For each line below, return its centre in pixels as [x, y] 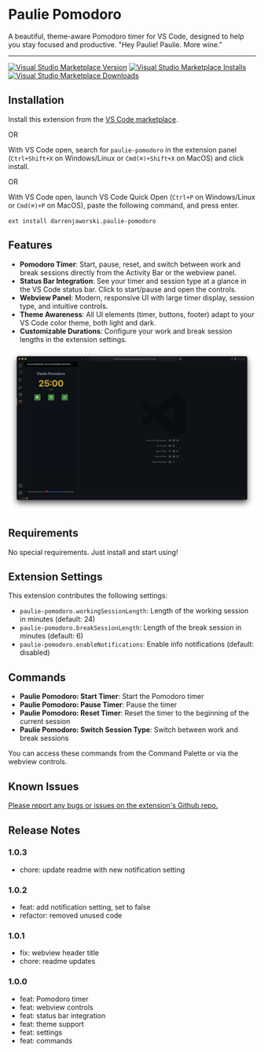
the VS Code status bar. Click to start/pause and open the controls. [128, 289]
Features [30, 245]
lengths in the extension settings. [73, 339]
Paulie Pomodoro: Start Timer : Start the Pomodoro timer [112, 697]
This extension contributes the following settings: [88, 596]
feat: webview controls [56, 1007]
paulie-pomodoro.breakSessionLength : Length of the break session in [130, 627]
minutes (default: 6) [51, 636]
